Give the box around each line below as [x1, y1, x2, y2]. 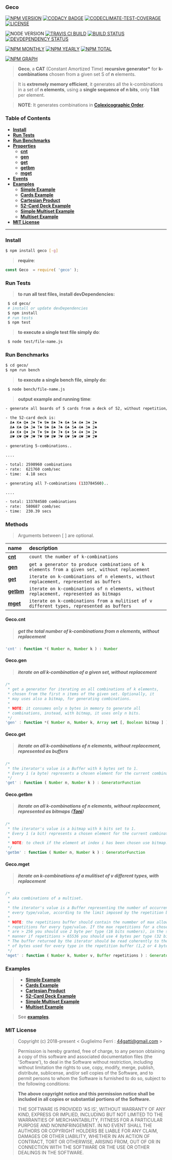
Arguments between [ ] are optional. [17, 533, 95, 539]
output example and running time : [17, 396, 92, 403]
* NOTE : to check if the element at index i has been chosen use [7, 840, 150, 846]
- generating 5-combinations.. [5, 444, 72, 449]
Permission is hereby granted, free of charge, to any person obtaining [17, 1048, 165, 1054]
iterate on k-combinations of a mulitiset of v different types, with [17, 873, 159, 879]
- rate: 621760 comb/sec [5, 467, 60, 472]
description [29, 544, 58, 552]
